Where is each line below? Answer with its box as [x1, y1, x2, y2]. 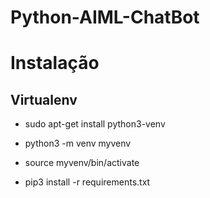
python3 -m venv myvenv [24, 137, 132, 150]
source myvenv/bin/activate [24, 157, 140, 169]
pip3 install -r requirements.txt [24, 176, 151, 188]
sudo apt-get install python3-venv [24, 118, 166, 130]
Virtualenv [10, 91, 78, 108]
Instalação [10, 52, 100, 75]
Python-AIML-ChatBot [10, 6, 200, 29]
